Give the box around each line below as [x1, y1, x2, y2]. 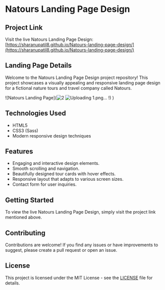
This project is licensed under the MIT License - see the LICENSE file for [5, 275, 153, 281]
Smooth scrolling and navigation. [12, 165, 80, 172]
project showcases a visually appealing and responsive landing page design [5, 79, 161, 85]
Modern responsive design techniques [12, 133, 91, 139]
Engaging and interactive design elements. [12, 160, 100, 166]
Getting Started [5, 196, 54, 204]
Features [5, 147, 33, 156]
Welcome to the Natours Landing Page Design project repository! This [5, 74, 148, 80]
